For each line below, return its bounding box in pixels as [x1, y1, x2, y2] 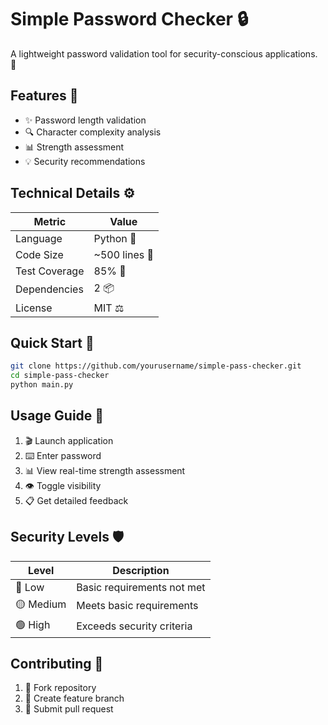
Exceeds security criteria [76, 619, 193, 633]
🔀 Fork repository [24, 682, 97, 694]
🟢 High [15, 617, 51, 631]
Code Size [15, 247, 64, 261]
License [15, 301, 53, 315]
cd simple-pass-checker [10, 371, 110, 381]
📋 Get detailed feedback [24, 494, 129, 506]
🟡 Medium [15, 597, 67, 611]
